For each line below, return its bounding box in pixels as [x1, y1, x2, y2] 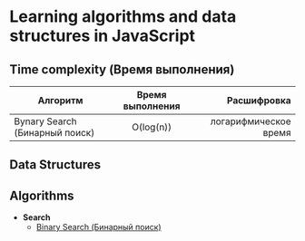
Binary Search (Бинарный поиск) [35, 222, 162, 233]
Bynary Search [14, 115, 77, 128]
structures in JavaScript [9, 25, 196, 46]
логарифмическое [210, 115, 291, 128]
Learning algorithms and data [9, 6, 237, 27]
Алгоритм [37, 94, 84, 106]
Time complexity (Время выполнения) [9, 62, 235, 77]
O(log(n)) [131, 120, 172, 133]
